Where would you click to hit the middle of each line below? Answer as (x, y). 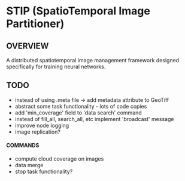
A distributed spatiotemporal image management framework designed (93, 60)
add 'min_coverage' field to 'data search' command (78, 113)
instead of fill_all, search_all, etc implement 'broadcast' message (94, 119)
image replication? (38, 132)
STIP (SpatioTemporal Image (78, 11)
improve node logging (42, 125)
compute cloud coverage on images (59, 159)
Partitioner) (35, 24)
